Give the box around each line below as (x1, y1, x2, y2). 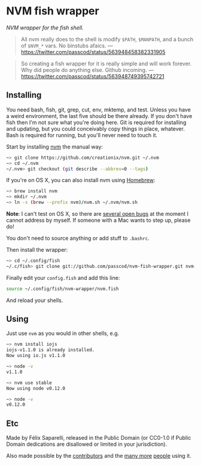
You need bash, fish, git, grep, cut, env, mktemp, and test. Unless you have (6, 106, 191, 113)
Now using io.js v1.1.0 (6, 352, 66, 359)
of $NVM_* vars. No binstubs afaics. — (20, 42, 114, 49)
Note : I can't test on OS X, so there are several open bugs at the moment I (6, 210, 188, 217)
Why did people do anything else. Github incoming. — (20, 66, 154, 73)
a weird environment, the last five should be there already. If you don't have (6, 112, 193, 119)
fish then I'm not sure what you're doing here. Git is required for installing (6, 119, 187, 126)
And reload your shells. (6, 297, 63, 304)
